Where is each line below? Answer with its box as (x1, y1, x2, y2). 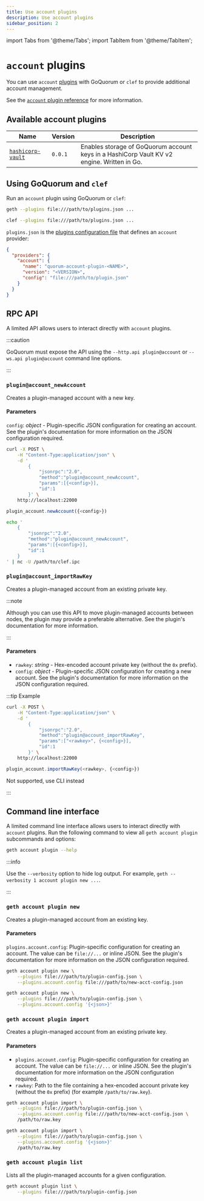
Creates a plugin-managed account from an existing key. (6, 916, 149, 923)
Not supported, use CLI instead (6, 777, 85, 784)
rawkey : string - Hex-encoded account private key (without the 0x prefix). (15, 661, 198, 668)
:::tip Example (6, 692, 41, 700)
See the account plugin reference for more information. (6, 97, 143, 104)
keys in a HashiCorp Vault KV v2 (80, 150, 173, 159)
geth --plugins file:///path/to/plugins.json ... (6, 206, 135, 212)
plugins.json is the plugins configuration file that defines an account (6, 228, 177, 235)
